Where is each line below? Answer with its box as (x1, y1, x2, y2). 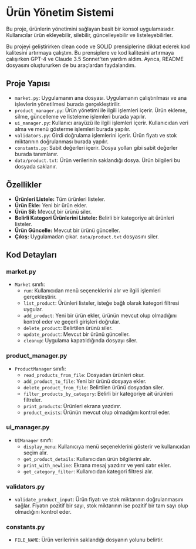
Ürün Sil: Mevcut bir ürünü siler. (14, 208, 92, 215)
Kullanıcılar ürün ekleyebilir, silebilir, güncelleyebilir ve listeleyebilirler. (6, 31, 173, 38)
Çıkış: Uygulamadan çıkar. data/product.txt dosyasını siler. (14, 233, 160, 240)
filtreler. (23, 396, 42, 403)
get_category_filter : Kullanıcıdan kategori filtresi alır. (23, 467, 154, 475)
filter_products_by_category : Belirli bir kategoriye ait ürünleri (23, 390, 173, 397)
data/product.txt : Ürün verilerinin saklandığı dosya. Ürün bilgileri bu (14, 156, 181, 164)
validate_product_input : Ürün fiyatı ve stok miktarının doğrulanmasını (14, 496, 184, 503)
